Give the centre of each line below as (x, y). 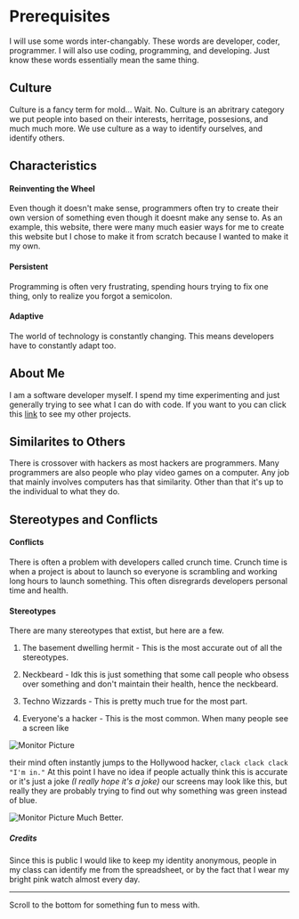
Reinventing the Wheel (52, 188)
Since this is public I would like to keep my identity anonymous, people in (143, 860)
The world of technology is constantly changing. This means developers (141, 336)
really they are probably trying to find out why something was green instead (148, 791)
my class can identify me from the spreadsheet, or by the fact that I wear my (149, 870)
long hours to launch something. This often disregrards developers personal (149, 581)
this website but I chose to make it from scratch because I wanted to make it (149, 237)
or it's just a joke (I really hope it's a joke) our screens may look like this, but (148, 782)
